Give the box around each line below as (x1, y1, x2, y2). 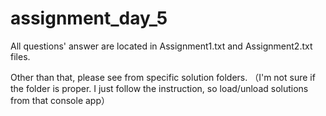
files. (10, 50, 31, 62)
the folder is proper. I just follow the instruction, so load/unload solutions (10, 82, 309, 94)
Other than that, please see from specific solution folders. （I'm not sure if (10, 71, 316, 83)
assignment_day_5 (10, 7, 168, 30)
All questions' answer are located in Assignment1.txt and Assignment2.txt (10, 40, 313, 52)
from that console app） (10, 94, 110, 106)
